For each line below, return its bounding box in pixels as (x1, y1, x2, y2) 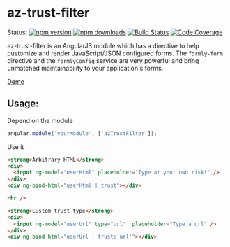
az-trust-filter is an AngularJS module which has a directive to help (7, 41, 200, 50)
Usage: (7, 98, 40, 110)
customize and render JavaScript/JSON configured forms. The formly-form (7, 49, 223, 57)
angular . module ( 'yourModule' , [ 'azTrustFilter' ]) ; (7, 129, 158, 137)
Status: (7, 28, 28, 36)
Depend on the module (7, 116, 73, 125)
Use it (7, 142, 24, 151)
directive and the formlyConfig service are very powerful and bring (7, 56, 199, 64)
